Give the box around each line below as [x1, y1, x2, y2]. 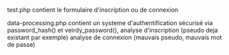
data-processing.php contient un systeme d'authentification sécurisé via [7, 19, 213, 26]
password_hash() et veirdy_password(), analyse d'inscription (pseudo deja [7, 26, 219, 34]
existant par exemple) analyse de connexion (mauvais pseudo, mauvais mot [7, 33, 222, 41]
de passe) [7, 41, 36, 48]
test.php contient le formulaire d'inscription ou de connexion [7, 6, 179, 14]
